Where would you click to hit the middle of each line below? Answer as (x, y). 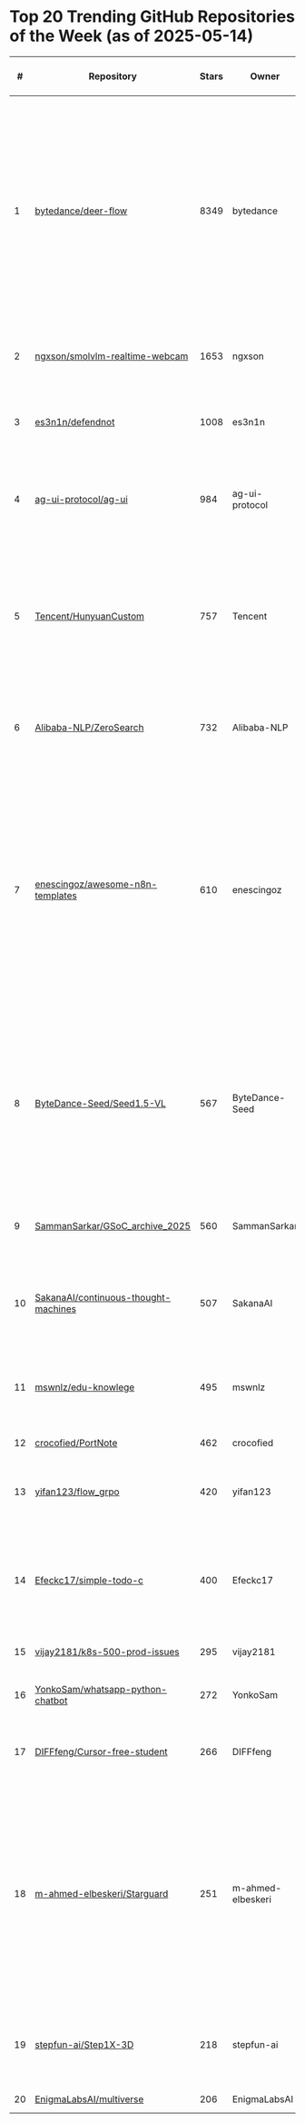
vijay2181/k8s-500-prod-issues (107, 1652)
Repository (113, 76)
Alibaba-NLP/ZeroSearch (89, 727)
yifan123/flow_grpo (77, 1492)
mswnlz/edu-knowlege (85, 1387)
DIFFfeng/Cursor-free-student (101, 1751)
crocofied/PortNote (76, 1443)
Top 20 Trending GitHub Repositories (152, 17)
